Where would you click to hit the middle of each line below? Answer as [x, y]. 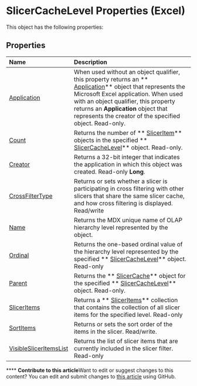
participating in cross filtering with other [129, 188]
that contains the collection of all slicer [127, 307]
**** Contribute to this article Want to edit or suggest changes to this [90, 370]
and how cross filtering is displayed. [123, 203]
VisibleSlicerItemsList [39, 348]
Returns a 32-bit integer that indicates [127, 157]
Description [91, 62]
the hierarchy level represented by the [126, 252]
